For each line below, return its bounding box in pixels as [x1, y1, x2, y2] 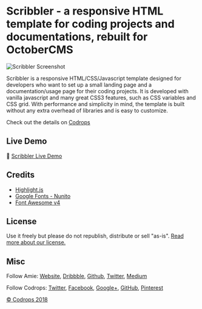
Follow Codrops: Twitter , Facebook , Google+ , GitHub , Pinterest [6, 284, 164, 291]
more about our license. [6, 239, 66, 246]
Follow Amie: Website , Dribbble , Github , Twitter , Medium [6, 273, 147, 280]
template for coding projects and [6, 17, 175, 31]
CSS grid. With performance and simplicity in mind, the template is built [6, 100, 185, 107]
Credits [6, 170, 35, 180]
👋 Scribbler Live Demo [6, 152, 62, 159]
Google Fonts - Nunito [15, 192, 71, 199]
